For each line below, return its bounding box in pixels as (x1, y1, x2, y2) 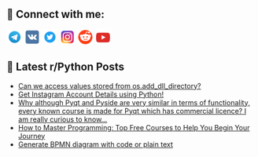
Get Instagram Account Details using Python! (17, 89, 164, 99)
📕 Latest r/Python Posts (6, 60, 125, 74)
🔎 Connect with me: (6, 8, 105, 21)
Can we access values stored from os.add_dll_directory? (17, 81, 201, 90)
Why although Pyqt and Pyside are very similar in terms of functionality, (17, 97, 250, 107)
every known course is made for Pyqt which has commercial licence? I (17, 106, 247, 115)
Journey (17, 131, 46, 141)
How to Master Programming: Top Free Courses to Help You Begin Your (17, 122, 250, 132)
